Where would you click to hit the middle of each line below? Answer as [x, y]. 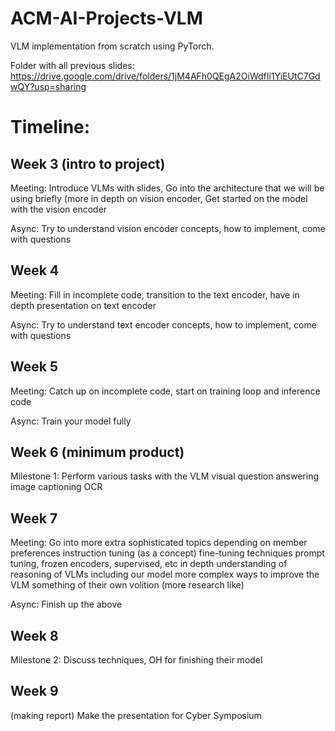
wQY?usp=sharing [48, 86]
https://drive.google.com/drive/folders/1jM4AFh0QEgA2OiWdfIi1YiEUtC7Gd [165, 76]
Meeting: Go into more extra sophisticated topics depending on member [159, 543]
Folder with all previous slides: [72, 65]
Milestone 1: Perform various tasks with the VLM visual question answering [164, 476]
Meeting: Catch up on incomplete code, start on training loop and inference [165, 391]
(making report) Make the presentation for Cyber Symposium [136, 715]
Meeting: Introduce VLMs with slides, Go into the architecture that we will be [167, 188]
